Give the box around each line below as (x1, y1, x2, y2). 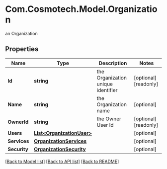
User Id (96, 121, 114, 128)
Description (98, 60, 127, 67)
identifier (96, 86, 118, 93)
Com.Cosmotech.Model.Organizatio (5, 3, 158, 15)
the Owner (96, 115, 122, 122)
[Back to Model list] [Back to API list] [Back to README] (5, 158, 119, 165)
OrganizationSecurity (34, 146, 86, 153)
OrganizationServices (34, 138, 87, 145)
